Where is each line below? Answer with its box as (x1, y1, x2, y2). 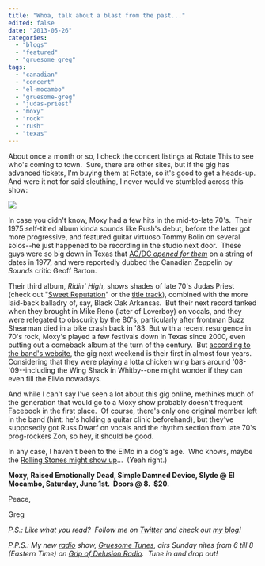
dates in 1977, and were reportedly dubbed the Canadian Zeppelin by (8, 257, 233, 266)
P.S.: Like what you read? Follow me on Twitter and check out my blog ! (8, 525, 241, 534)
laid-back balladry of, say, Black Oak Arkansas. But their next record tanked (8, 298, 257, 308)
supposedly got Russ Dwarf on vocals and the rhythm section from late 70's (8, 423, 256, 432)
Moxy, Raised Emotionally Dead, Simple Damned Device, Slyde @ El (8, 470, 235, 480)
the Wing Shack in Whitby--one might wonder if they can (56, 365, 243, 375)
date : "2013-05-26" (8, 26, 73, 34)
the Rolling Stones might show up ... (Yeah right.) (8, 455, 168, 465)
